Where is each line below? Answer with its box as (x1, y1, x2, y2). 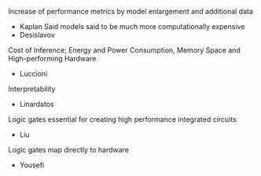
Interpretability (8, 84, 56, 93)
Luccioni (19, 69, 48, 78)
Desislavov (19, 31, 55, 39)
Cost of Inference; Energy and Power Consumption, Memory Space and (8, 46, 241, 54)
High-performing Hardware (8, 54, 97, 63)
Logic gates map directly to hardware (8, 145, 130, 154)
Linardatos (19, 100, 54, 108)
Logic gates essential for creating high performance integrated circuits (8, 115, 237, 124)
